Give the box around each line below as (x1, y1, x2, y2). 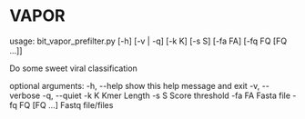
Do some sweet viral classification (9, 63, 138, 74)
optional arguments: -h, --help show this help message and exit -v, (9, 80, 260, 91)
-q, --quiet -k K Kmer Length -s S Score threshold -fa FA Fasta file (42, 90, 291, 101)
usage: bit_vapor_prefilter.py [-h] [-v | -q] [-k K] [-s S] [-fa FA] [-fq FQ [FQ (9, 35, 288, 46)
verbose (9, 90, 41, 101)
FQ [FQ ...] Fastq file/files (19, 99, 114, 110)
